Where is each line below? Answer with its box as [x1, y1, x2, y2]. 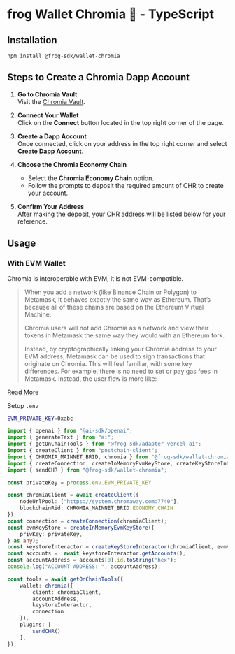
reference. [17, 217, 48, 226]
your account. [27, 189, 69, 197]
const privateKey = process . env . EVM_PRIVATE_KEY [7, 479, 152, 486]
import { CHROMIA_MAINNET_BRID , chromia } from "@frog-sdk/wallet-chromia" [7, 453, 233, 460]
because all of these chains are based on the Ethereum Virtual [24, 303, 204, 311]
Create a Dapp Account [17, 132, 87, 140]
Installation [7, 34, 57, 46]
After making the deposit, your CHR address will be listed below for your [17, 210, 226, 218]
